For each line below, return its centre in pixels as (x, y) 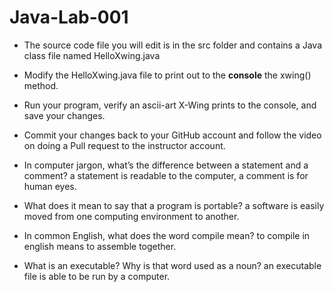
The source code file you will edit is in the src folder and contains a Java (173, 45)
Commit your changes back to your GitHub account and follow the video (172, 135)
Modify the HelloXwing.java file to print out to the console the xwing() (167, 75)
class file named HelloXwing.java (92, 55)
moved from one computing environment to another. (131, 216)
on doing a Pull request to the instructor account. (124, 145)
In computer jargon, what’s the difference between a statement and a (166, 165)
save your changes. (64, 115)
